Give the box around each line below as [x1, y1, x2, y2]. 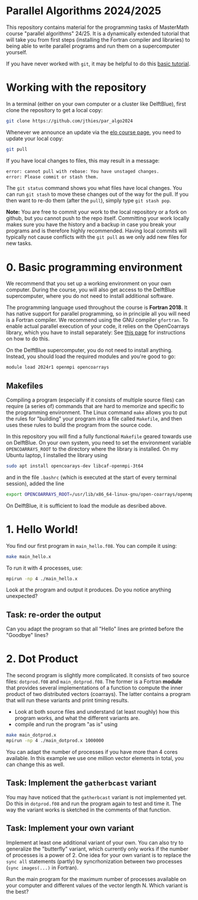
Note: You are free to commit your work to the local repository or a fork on [6, 208, 187, 216]
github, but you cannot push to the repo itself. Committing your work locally [6, 215, 190, 222]
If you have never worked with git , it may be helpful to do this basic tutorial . [6, 60, 190, 67]
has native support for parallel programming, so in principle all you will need [6, 310, 190, 317]
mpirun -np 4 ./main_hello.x [6, 576, 78, 582]
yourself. [6, 48, 28, 55]
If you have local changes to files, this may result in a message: [6, 157, 160, 164]
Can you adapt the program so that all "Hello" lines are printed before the [6, 625, 184, 632]
